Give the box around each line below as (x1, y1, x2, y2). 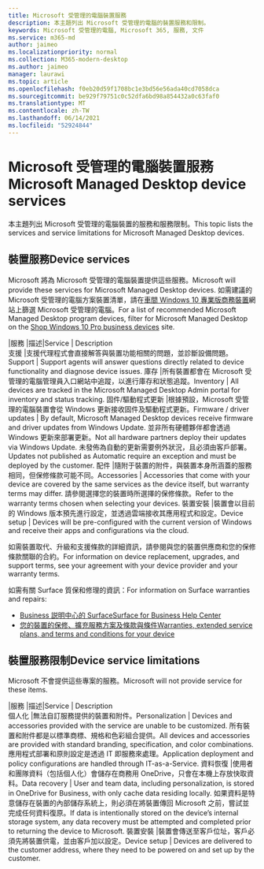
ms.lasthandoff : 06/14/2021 (8, 114, 101, 122)
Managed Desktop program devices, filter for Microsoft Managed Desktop (8, 313, 248, 323)
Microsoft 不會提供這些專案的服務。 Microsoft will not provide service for (8, 676, 243, 686)
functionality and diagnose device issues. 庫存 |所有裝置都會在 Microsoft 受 (8, 366, 252, 375)
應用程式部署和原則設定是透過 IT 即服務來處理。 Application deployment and (8, 749, 254, 759)
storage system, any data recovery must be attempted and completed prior (8, 817, 251, 826)
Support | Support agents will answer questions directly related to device (8, 356, 245, 367)
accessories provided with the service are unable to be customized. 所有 (8, 721, 244, 730)
